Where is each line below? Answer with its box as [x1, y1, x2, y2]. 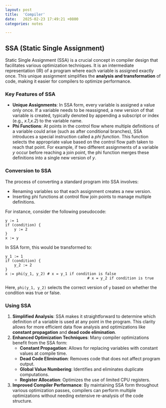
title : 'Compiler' [5, 12, 46, 17]
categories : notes [5, 21, 43, 26]
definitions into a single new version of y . [12, 155, 97, 161]
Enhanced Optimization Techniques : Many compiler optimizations [12, 334, 149, 340]
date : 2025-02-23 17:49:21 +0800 [5, 16, 79, 21]
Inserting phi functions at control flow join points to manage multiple [12, 194, 152, 200]
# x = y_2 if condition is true [87, 276, 154, 281]
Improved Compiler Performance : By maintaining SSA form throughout [12, 382, 159, 388]
